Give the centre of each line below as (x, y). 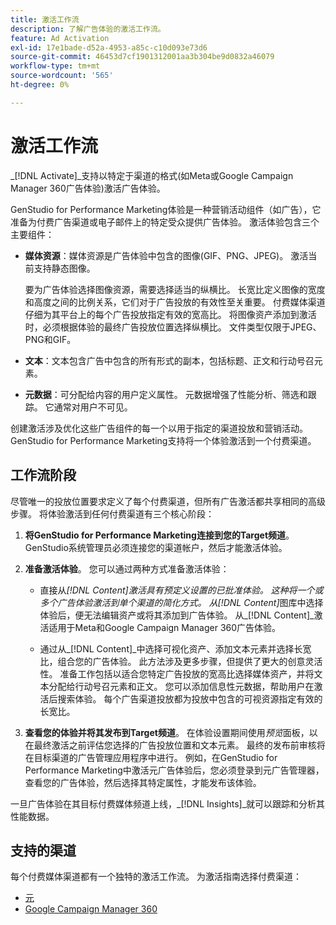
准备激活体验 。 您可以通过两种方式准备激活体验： (127, 568)
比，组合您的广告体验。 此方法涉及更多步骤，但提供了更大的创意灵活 (181, 661)
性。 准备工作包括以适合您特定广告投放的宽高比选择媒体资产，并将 (177, 673)
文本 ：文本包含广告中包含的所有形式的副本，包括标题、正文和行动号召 (169, 360)
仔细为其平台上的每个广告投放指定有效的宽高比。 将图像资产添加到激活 (170, 314)
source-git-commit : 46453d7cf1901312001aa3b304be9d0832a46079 (142, 57)
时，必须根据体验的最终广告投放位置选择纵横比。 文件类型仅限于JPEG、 (173, 327)
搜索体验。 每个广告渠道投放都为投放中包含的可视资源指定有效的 (190, 698)
